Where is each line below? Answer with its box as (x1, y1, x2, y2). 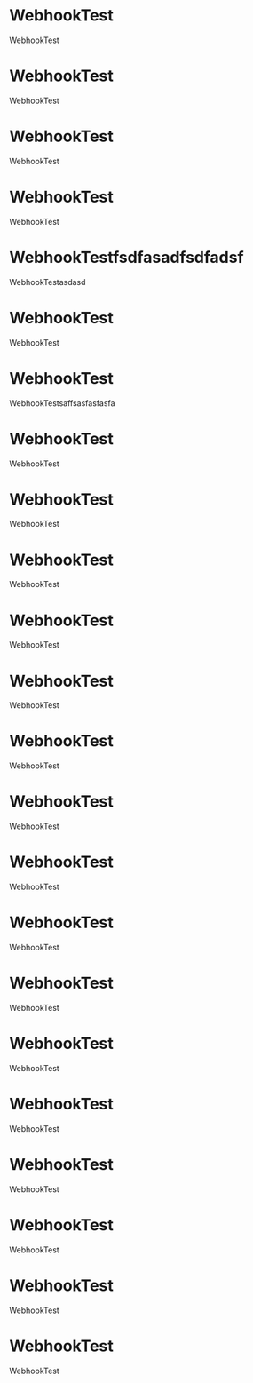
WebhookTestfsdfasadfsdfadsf (9, 247, 244, 267)
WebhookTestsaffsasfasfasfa (9, 397, 115, 409)
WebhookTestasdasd (9, 276, 86, 287)
